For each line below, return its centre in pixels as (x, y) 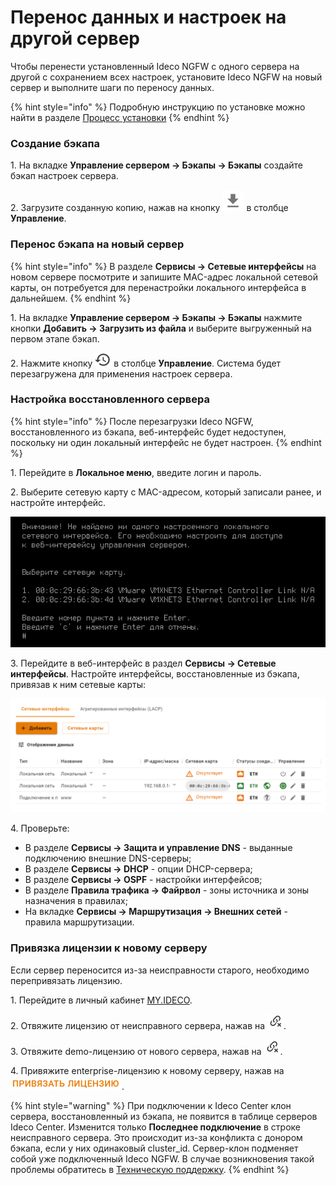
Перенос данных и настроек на (148, 17)
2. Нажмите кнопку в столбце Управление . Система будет (146, 363)
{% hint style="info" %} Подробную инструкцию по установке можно (158, 107)
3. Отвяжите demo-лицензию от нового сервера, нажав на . (146, 1051)
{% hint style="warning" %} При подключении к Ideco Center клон (151, 1105)
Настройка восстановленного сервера (110, 399)
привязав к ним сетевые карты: (78, 685)
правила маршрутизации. (79, 922)
